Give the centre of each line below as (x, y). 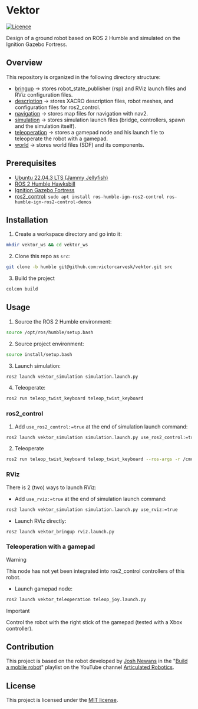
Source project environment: (49, 344)
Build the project (34, 278)
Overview (24, 63)
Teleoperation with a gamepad (51, 547)
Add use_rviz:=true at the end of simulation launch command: (90, 499)
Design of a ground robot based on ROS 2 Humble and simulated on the (93, 38)
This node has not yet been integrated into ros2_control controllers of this (95, 571)
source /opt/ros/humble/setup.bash (50, 332)
